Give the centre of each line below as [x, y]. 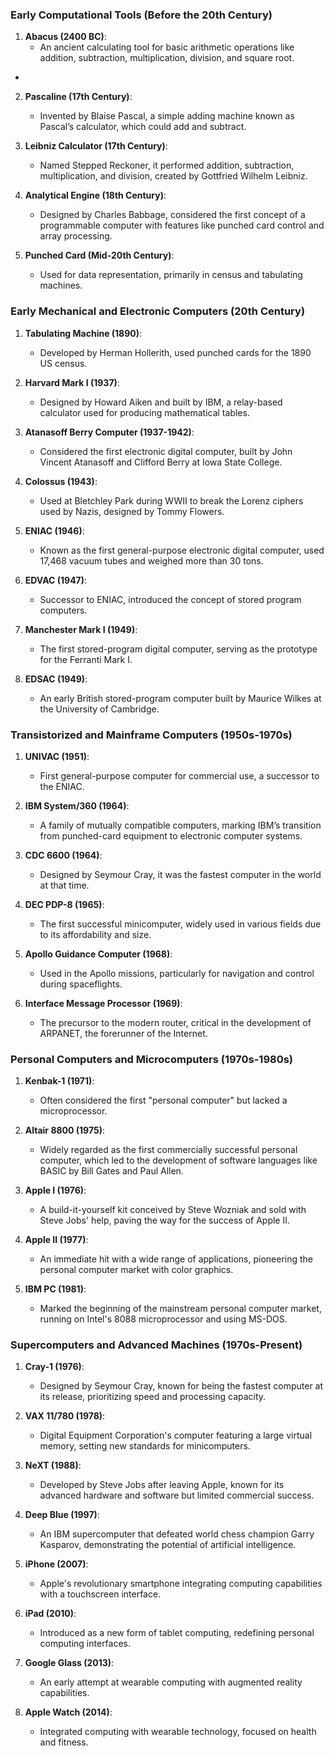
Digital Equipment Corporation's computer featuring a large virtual [176, 1435]
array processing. [76, 236]
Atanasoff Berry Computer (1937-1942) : [109, 432]
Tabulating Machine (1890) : [83, 333]
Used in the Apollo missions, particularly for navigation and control [177, 973]
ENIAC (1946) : [54, 530]
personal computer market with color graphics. [136, 1270]
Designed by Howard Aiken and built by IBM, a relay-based [161, 402]
